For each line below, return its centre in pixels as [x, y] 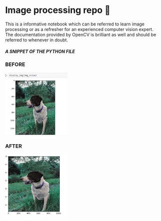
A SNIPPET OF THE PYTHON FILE [40, 51]
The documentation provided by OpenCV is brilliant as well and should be [81, 34]
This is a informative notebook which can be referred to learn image [75, 24]
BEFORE [15, 64]
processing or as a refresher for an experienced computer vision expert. [79, 29]
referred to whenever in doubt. [37, 40]
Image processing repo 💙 [58, 10]
